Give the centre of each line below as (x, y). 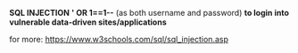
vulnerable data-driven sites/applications (88, 22)
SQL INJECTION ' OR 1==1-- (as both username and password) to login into (149, 13)
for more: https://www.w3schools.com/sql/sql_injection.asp (119, 39)
